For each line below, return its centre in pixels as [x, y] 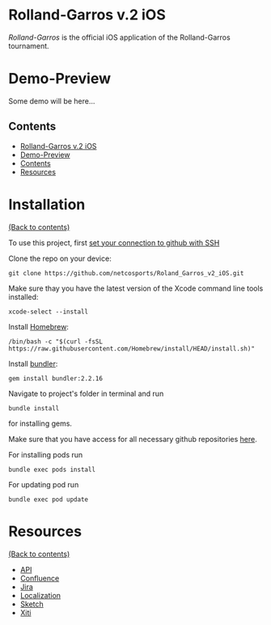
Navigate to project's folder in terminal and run [86, 393]
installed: [23, 296]
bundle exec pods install [52, 470]
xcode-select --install [49, 312]
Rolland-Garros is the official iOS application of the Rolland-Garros [119, 37]
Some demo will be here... [52, 101]
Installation [47, 204]
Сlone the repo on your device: [60, 258]
